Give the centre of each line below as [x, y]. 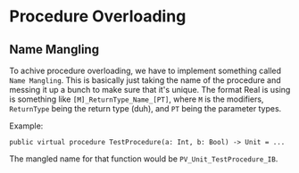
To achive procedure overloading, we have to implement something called [145, 70]
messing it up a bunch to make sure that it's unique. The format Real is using [150, 90]
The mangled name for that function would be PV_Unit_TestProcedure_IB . [144, 159]
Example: [26, 126]
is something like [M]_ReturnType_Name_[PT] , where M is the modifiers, [137, 99]
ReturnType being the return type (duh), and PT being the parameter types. [145, 108]
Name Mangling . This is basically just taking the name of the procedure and [145, 80]
